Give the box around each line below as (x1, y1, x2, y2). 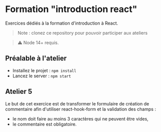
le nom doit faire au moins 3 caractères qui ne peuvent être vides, (12, 115, 149, 121)
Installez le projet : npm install (12, 67, 77, 73)
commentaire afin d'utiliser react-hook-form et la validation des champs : (5, 106, 156, 112)
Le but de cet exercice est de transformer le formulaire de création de (5, 100, 149, 106)
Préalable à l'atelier (5, 54, 67, 63)
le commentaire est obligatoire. (12, 121, 77, 127)
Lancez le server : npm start (12, 73, 71, 79)
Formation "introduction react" (5, 4, 137, 15)
